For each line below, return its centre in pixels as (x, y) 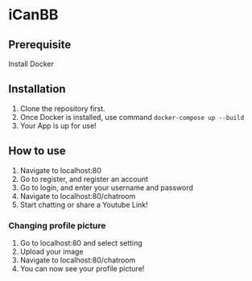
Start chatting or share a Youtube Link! (84, 205)
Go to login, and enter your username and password (106, 188)
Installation (37, 89)
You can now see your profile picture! (82, 268)
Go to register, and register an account (84, 179)
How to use (37, 151)
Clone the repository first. (63, 108)
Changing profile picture (57, 225)
